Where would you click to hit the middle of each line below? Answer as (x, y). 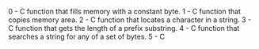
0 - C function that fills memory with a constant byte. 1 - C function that (125, 11)
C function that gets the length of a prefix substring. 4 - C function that (124, 28)
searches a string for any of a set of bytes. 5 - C (86, 36)
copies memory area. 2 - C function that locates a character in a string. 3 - (130, 20)
